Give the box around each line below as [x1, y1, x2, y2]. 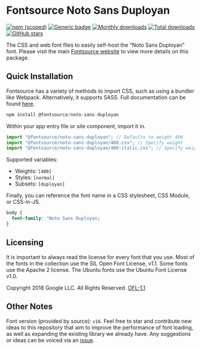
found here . [6, 100, 35, 107]
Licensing [6, 238, 44, 248]
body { [6, 210, 23, 216]
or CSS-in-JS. [6, 198, 41, 205]
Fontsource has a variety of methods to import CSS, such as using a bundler [6, 87, 194, 95]
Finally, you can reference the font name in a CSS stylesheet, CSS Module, [6, 192, 190, 199]
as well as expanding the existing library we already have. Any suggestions [6, 330, 191, 337]
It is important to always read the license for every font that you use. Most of [6, 253, 195, 260]
